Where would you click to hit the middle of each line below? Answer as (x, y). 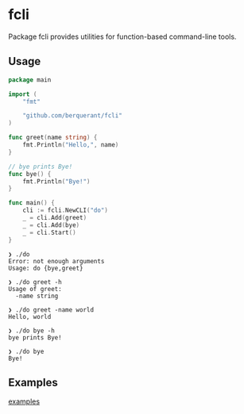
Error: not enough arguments (56, 261)
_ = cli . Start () (50, 232)
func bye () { (30, 174)
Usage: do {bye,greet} (46, 268)
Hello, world (30, 316)
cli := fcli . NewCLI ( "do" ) (66, 211)
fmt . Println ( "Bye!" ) (56, 181)
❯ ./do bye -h (32, 331)
